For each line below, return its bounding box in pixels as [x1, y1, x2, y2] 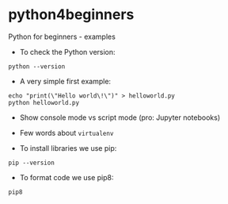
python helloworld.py [8, 98, 80, 106]
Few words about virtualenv [19, 128, 114, 137]
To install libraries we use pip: [19, 143, 117, 152]
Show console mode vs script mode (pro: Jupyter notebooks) [19, 113, 221, 122]
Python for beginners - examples [8, 32, 116, 41]
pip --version [8, 159, 55, 167]
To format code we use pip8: [19, 172, 114, 182]
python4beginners [8, 6, 135, 24]
